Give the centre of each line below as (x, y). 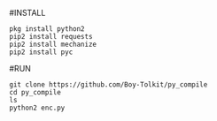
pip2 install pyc (41, 52)
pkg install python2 (47, 29)
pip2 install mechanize (53, 44)
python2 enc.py (37, 108)
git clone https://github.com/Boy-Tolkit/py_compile (108, 85)
